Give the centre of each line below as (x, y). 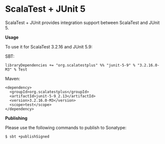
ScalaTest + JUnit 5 (45, 9)
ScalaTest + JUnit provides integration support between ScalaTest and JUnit (82, 23)
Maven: (13, 78)
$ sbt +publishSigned (27, 136)
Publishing (16, 118)
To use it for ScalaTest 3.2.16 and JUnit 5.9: (49, 47)
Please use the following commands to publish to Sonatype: (66, 127)
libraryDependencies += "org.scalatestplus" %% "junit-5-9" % (70, 65)
